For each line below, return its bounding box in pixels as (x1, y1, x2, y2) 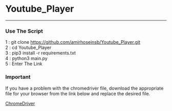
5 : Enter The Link (5, 61, 42, 67)
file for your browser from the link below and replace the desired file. (5, 90, 150, 97)
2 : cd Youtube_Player (5, 44, 52, 51)
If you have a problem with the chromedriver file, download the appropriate (5, 85, 164, 91)
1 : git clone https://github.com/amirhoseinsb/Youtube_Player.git (5, 39, 141, 45)
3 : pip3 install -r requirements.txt (5, 50, 76, 56)
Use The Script (5, 27, 44, 35)
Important (5, 73, 31, 80)
